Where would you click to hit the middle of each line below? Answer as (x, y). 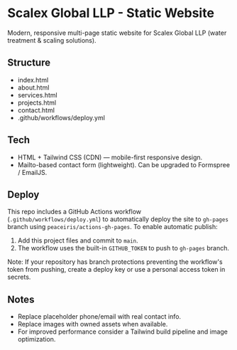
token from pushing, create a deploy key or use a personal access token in (116, 270)
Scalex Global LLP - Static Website (111, 13)
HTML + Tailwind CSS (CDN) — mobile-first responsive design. (110, 157)
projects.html (37, 102)
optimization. (37, 339)
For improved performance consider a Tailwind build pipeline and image (123, 332)
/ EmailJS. (32, 172)
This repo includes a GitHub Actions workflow (75, 212)
